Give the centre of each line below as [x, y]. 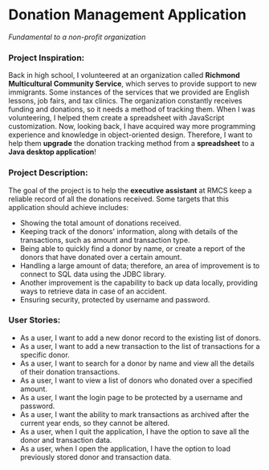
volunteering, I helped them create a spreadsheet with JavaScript [116, 118]
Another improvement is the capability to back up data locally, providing [139, 282]
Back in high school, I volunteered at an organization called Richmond [124, 75]
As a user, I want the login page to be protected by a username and [131, 397]
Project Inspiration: [47, 58]
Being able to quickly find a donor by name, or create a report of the [132, 248]
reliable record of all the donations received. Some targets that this [118, 199]
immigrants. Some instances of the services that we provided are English [129, 92]
